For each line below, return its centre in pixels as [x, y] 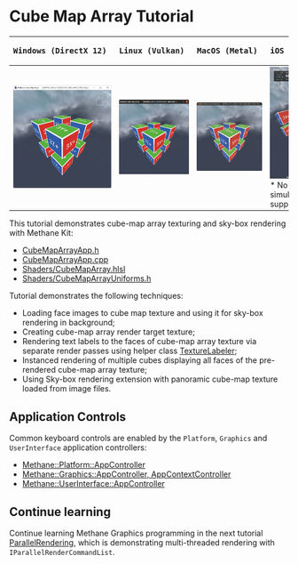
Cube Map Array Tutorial [102, 16]
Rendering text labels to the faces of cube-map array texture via [139, 342]
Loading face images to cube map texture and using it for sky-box [142, 313]
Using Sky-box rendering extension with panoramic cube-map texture [150, 379]
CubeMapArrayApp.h [60, 250]
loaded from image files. [67, 389]
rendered [39, 370]
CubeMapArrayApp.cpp [65, 260]
